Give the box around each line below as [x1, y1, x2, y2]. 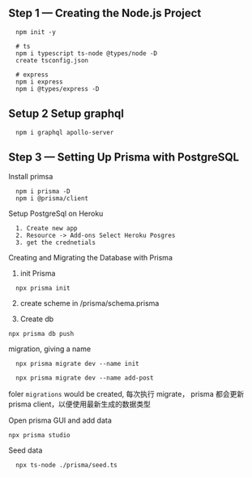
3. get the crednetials [15, 238, 96, 247]
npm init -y [15, 28, 57, 36]
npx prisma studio [8, 432, 70, 440]
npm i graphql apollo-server [15, 128, 114, 136]
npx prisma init [15, 284, 70, 293]
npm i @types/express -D [15, 84, 100, 92]
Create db [19, 314, 54, 324]
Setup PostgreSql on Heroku [8, 208, 104, 218]
